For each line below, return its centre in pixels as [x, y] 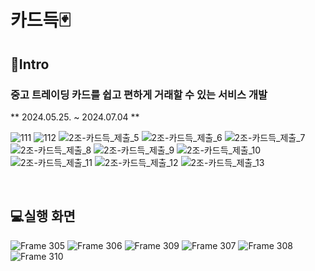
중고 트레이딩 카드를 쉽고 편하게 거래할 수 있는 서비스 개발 [139, 94]
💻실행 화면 [43, 216]
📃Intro [30, 64]
